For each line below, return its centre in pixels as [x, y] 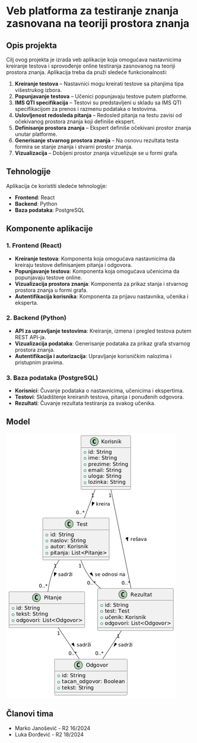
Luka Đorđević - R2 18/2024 [49, 734]
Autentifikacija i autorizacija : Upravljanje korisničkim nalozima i [93, 356]
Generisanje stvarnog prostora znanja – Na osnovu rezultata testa [97, 140]
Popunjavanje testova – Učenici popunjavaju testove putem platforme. [101, 96]
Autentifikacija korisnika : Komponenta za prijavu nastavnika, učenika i [101, 296]
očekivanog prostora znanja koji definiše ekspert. [75, 122]
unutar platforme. [36, 134]
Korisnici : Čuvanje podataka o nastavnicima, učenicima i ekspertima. [99, 391]
